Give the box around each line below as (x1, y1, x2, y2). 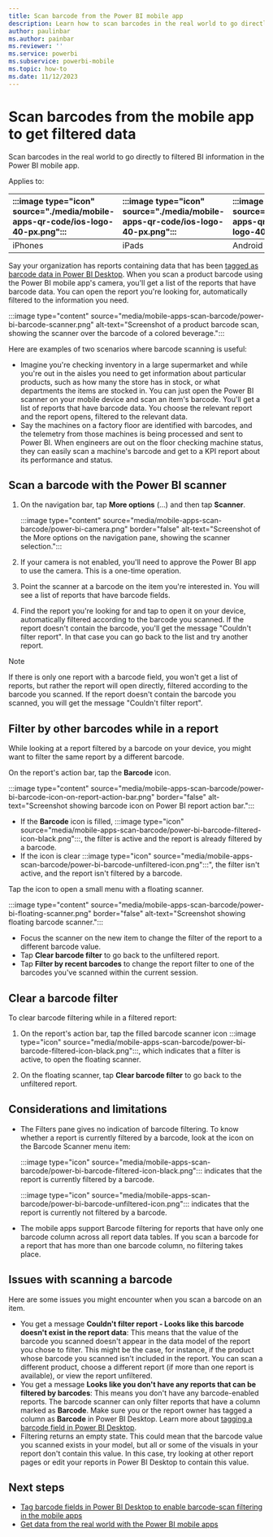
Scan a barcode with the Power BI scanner (8, 478, 227, 492)
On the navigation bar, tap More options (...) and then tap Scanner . (19, 500, 246, 509)
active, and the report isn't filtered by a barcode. (19, 868, 183, 879)
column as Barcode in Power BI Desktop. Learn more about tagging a (19, 1413, 253, 1424)
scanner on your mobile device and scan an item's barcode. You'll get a (19, 394, 261, 404)
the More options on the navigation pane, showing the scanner (19, 533, 231, 543)
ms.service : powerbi (8, 50, 79, 58)
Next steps (8, 1481, 65, 1495)
